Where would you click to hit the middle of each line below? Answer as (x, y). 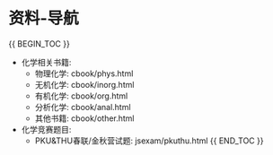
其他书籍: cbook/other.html (85, 118)
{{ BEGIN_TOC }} (40, 43)
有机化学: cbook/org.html (81, 96)
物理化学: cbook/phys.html (84, 73)
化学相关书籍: (46, 62)
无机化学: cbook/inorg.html (84, 84)
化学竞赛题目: (46, 129)
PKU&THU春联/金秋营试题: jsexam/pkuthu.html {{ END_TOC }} (149, 141)
